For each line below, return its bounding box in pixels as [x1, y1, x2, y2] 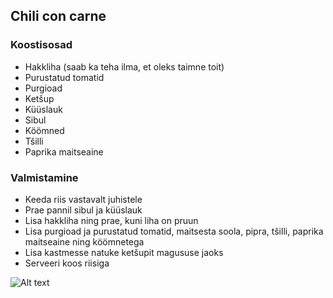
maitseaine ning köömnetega [24, 235, 145, 248]
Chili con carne [10, 8, 107, 25]
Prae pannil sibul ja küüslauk [24, 204, 143, 216]
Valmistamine [10, 170, 79, 184]
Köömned [24, 124, 65, 136]
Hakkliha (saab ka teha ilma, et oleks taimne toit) [24, 60, 225, 73]
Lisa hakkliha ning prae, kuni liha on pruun [24, 214, 199, 226]
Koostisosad [10, 38, 73, 52]
